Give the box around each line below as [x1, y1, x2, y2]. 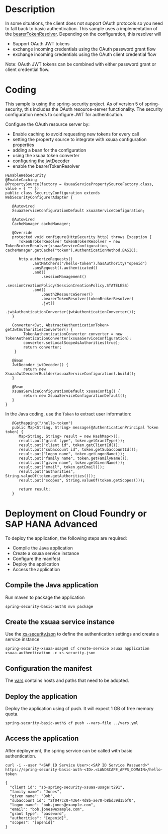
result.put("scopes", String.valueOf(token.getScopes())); [18, 477, 145, 483]
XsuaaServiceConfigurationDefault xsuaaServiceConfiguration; [12, 208, 145, 213]
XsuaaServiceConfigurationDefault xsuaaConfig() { [12, 389, 121, 394]
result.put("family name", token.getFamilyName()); [18, 456, 129, 461]
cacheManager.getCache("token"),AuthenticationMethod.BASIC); [5, 248, 138, 253]
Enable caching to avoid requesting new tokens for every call [12, 131, 139, 137]
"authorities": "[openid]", [10, 815, 69, 820]
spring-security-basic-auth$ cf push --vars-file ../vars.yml [5, 721, 138, 726]
